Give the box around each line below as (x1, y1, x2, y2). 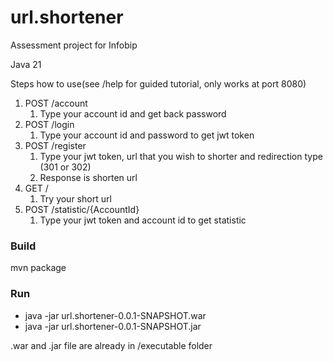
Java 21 (10, 58, 42, 70)
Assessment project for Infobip (10, 39, 138, 51)
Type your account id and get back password (39, 107, 227, 120)
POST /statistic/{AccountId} (24, 203, 140, 215)
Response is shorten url (39, 171, 138, 183)
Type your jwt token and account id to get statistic (39, 214, 247, 226)
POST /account (24, 97, 88, 109)
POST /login (24, 118, 75, 130)
